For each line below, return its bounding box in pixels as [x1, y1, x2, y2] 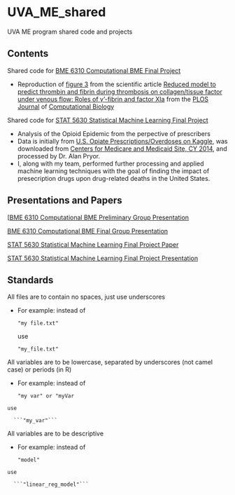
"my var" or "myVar [17, 393, 75, 400]
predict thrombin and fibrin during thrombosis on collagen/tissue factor [17, 87, 222, 95]
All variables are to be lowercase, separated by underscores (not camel [7, 358, 213, 367]
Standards [7, 274, 54, 286]
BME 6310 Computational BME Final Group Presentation [7, 226, 169, 235]
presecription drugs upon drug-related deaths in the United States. [17, 174, 211, 182]
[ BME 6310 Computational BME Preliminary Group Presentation [7, 213, 190, 222]
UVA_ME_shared [7, 4, 106, 20]
